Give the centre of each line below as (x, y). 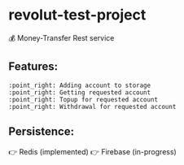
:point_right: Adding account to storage (80, 85)
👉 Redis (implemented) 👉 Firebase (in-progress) (92, 151)
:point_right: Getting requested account (80, 92)
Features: (33, 67)
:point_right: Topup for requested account (83, 99)
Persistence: (42, 132)
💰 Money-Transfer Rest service (61, 37)
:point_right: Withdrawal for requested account (92, 106)
